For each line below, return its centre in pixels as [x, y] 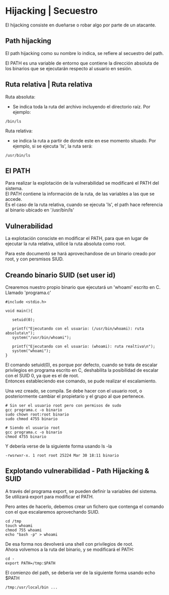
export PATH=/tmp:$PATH [30, 563]
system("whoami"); [31, 351]
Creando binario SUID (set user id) [60, 275]
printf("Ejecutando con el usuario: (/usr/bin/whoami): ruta [78, 329]
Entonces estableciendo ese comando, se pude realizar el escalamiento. [81, 381]
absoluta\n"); [20, 333]
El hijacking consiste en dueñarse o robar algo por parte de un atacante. [81, 25]
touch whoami [19, 526]
